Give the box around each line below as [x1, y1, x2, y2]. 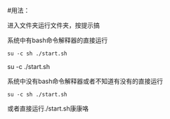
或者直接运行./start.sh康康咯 [7, 104, 89, 113]
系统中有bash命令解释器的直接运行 [7, 36, 108, 44]
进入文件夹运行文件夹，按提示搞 [7, 21, 100, 30]
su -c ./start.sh [7, 63, 51, 70]
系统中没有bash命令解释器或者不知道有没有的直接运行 [7, 77, 164, 85]
